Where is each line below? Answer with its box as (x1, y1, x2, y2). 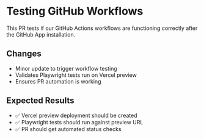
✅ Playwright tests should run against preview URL (15, 118, 144, 126)
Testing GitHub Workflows (6, 4, 144, 18)
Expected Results (6, 96, 75, 106)
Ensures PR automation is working (15, 77, 101, 85)
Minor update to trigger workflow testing (15, 65, 117, 72)
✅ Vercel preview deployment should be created (15, 112, 137, 119)
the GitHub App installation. (6, 30, 76, 38)
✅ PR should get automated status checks (15, 125, 122, 132)
